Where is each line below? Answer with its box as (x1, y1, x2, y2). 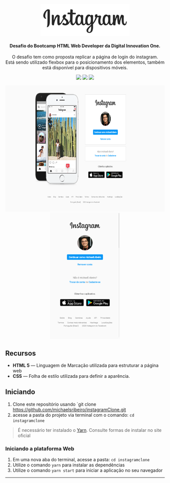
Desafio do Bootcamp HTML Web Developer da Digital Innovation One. (9, 42, 161, 49)
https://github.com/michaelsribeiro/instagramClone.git (12, 406, 126, 413)
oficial (17, 432, 31, 438)
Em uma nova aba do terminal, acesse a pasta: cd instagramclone (12, 457, 150, 463)
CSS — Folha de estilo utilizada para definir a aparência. (12, 373, 130, 379)
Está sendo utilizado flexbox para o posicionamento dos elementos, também (5, 59, 165, 65)
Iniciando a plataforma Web (5, 445, 74, 452)
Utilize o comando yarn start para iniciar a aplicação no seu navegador (12, 467, 163, 473)
